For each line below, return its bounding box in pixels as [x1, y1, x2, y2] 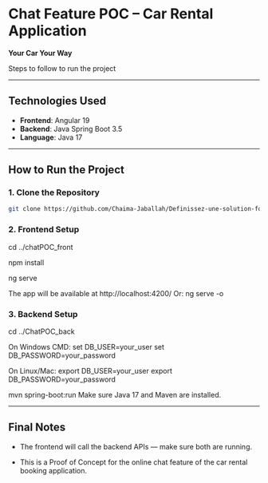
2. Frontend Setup [8, 224, 80, 236]
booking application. [19, 465, 88, 475]
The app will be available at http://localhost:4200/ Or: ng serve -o [8, 288, 224, 298]
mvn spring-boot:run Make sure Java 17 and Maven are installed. [8, 390, 222, 399]
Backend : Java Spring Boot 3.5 [19, 124, 123, 133]
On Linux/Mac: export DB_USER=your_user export [8, 366, 173, 375]
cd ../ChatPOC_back [8, 327, 75, 336]
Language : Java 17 [19, 133, 83, 142]
